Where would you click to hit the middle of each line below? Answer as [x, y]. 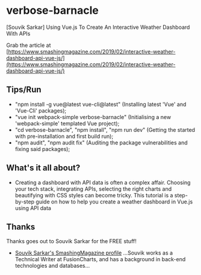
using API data [33, 208]
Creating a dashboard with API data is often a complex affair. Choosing [103, 182]
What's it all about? [43, 168]
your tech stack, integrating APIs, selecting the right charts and [93, 189]
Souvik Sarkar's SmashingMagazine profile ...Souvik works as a [94, 253]
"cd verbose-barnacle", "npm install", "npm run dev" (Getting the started [105, 129]
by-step [25, 202]
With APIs [18, 33]
